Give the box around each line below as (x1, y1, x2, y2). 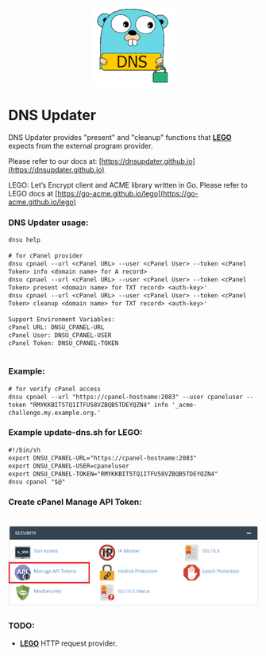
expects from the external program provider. (8, 141, 153, 150)
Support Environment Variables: (8, 316, 115, 324)
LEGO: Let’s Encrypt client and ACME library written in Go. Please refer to (8, 180, 248, 189)
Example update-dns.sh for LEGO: (8, 427, 143, 438)
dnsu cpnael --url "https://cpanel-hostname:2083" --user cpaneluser (8, 393, 244, 401)
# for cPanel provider (8, 252, 83, 260)
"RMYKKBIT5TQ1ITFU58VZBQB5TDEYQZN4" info (29, 401, 169, 409)
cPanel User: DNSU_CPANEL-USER (8, 332, 112, 340)
